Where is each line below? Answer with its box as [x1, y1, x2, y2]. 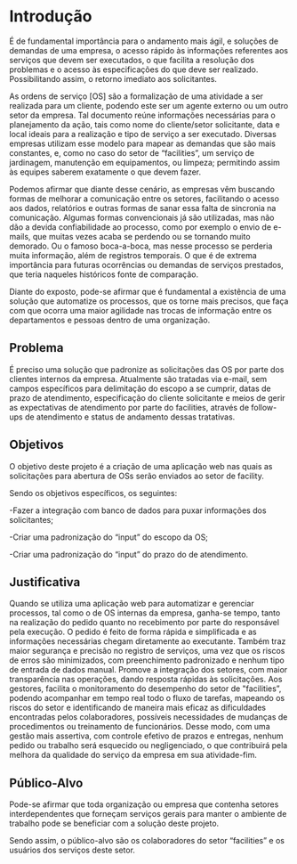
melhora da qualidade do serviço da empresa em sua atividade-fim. [9, 750, 258, 761]
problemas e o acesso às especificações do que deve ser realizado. [9, 64, 259, 75]
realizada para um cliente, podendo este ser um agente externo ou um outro [9, 100, 289, 110]
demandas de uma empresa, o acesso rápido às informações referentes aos [9, 45, 289, 55]
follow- [251, 402, 277, 412]
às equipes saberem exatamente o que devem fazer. [9, 167, 202, 177]
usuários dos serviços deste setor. [9, 844, 136, 856]
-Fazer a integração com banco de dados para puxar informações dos [9, 505, 267, 516]
